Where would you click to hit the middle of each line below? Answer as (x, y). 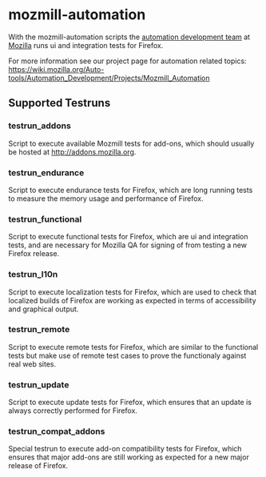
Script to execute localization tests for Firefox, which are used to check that (133, 292)
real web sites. (32, 364)
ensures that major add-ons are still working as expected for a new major (129, 457)
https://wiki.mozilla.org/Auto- (56, 69)
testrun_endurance (46, 172)
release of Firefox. (38, 466)
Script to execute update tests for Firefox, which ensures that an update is (130, 403)
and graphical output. (44, 309)
